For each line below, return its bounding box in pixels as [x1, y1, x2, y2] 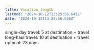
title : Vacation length [5, 7, 54, 12]
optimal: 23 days [5, 40, 39, 46]
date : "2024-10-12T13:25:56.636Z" [5, 16, 76, 21]
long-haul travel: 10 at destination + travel [5, 34, 89, 40]
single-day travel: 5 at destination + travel [5, 30, 89, 35]
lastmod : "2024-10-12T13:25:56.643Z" [5, 12, 82, 17]
